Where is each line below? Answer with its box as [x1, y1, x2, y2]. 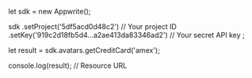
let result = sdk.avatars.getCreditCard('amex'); [8, 46, 160, 54]
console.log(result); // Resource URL [8, 61, 128, 70]
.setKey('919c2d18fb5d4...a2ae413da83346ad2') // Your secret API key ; [8, 31, 245, 39]
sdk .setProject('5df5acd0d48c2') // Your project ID [8, 22, 177, 31]
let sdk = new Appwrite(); [8, 7, 91, 16]
